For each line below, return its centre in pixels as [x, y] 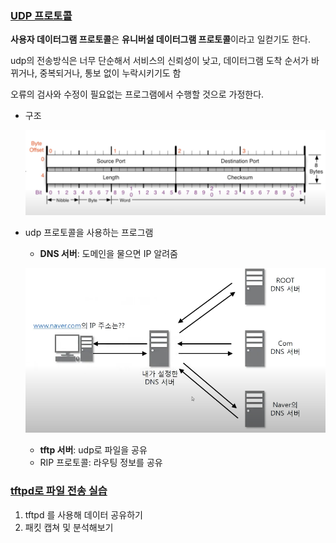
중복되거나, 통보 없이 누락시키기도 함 [110, 73]
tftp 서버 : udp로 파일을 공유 [93, 450]
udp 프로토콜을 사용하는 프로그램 [89, 232]
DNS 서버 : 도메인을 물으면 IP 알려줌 [108, 253]
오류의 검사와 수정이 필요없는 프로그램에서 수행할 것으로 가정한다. [137, 94]
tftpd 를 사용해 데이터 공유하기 [83, 514]
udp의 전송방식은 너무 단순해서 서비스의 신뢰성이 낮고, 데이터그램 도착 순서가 [160, 61]
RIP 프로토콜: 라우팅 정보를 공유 [101, 463]
